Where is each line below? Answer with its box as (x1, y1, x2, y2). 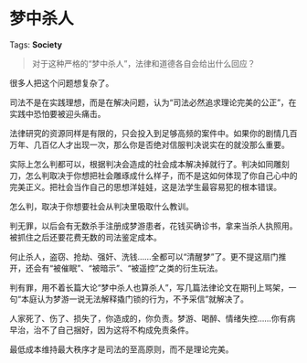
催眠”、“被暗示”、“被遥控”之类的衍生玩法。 (60, 262, 223, 273)
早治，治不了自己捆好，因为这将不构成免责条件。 (9, 324, 194, 335)
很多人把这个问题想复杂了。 (9, 77, 114, 88)
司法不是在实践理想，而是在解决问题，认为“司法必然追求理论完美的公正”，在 (9, 97, 297, 108)
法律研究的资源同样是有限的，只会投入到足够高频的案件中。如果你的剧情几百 (9, 127, 298, 138)
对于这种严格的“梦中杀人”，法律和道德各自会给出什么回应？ (31, 58, 256, 69)
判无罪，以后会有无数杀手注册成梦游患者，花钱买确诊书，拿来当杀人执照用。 (9, 220, 298, 231)
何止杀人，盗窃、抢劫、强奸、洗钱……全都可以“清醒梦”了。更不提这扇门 (9, 251, 279, 262)
